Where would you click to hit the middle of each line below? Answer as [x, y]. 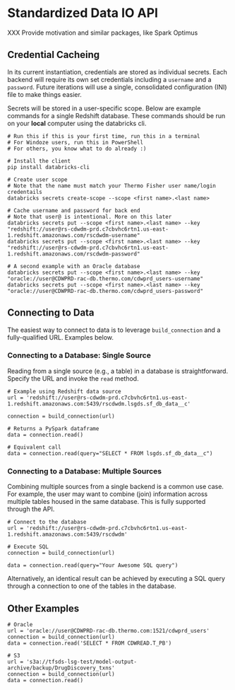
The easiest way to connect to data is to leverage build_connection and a [114, 330]
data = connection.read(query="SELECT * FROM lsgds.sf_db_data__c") [110, 453]
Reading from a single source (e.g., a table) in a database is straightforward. [117, 371]
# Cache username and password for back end [74, 210]
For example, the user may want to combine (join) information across [108, 494]
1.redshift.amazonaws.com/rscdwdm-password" [74, 254]
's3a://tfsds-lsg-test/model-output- [82, 662]
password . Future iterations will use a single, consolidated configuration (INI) [117, 87]
